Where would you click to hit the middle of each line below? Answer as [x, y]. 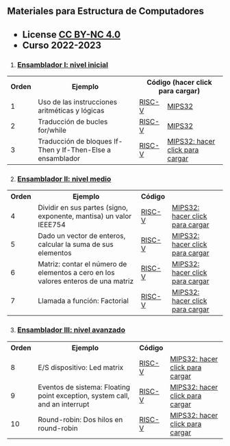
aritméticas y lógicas [71, 111]
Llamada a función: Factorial [83, 301]
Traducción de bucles [73, 122]
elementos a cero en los [76, 273]
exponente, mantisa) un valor [85, 216]
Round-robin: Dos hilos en [80, 419]
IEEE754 [52, 225]
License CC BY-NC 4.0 [72, 35]
